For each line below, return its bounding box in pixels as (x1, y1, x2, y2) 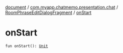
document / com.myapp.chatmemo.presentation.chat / (5, 4, 118, 10)
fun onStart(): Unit (5, 43, 49, 48)
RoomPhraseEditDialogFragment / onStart (5, 9, 92, 15)
